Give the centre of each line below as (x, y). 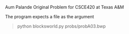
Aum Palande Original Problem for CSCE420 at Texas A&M (64, 7)
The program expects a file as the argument (50, 17)
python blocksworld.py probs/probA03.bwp (61, 26)
